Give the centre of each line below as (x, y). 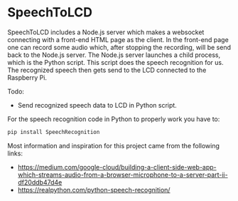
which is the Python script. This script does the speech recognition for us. (115, 62)
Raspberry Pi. (27, 77)
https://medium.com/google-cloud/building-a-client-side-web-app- (117, 167)
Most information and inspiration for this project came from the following (114, 145)
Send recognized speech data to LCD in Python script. (97, 105)
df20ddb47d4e (40, 182)
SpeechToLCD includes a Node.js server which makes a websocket (106, 32)
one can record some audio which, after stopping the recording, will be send (119, 47)
